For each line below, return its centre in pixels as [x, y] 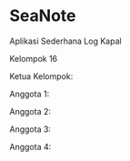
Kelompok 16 [34, 58]
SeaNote [43, 16]
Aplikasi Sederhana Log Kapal [65, 41]
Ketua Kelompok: [41, 76]
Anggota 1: [30, 94]
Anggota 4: [30, 146]
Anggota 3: [30, 129]
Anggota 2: [30, 111]
